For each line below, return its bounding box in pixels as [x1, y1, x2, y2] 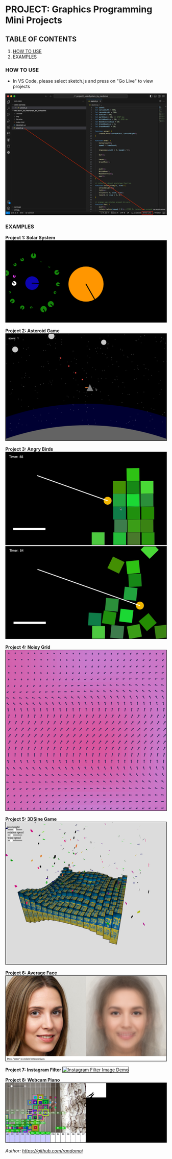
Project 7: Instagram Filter [5, 1067, 61, 1073]
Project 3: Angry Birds [5, 446, 54, 452]
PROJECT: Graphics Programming [5, 4, 153, 15]
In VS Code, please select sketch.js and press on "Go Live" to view [12, 78, 154, 84]
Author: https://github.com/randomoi [5, 1148, 83, 1154]
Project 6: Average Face [5, 970, 57, 976]
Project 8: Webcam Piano [5, 1077, 60, 1083]
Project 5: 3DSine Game [5, 816, 57, 822]
